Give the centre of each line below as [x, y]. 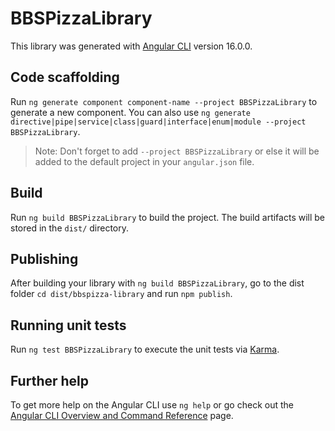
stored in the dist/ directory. [70, 228]
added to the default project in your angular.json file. [144, 161]
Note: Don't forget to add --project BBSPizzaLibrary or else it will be [177, 151]
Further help [50, 380]
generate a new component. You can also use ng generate [130, 112]
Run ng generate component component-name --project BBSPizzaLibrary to [164, 101]
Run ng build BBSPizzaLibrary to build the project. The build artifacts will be [168, 217]
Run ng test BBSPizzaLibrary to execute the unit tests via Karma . [145, 349]
